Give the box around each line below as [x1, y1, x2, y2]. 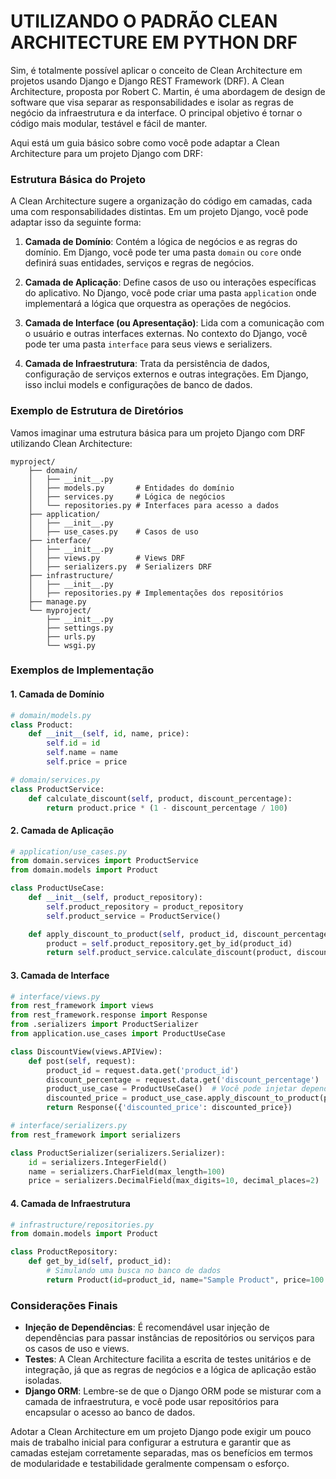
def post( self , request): [28, 1056, 137, 1066]
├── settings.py [46, 623, 114, 633]
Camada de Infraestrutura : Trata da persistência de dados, [24, 358, 270, 370]
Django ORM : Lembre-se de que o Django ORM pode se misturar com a [24, 1385, 322, 1397]
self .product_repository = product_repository [46, 901, 244, 912]
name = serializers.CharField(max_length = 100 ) [28, 1166, 226, 1177]
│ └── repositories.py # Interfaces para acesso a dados [28, 500, 280, 510]
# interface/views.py [10, 991, 101, 1002]
